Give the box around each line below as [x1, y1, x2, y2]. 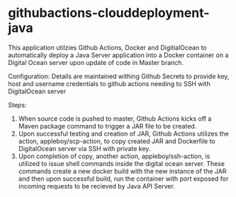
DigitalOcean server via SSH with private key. [18, 144, 151, 153]
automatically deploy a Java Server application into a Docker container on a [8, 51, 229, 59]
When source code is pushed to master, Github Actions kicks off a [18, 114, 212, 123]
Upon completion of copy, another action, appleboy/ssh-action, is [18, 152, 210, 160]
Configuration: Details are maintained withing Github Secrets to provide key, [8, 72, 230, 80]
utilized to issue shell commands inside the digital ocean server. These [18, 159, 225, 167]
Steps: [8, 100, 27, 109]
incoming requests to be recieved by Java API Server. [18, 181, 176, 190]
